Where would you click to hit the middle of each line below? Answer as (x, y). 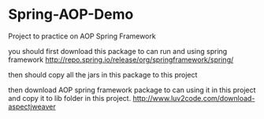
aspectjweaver (32, 106)
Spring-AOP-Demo (71, 14)
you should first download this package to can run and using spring (118, 51)
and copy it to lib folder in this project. (70, 98)
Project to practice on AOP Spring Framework (82, 36)
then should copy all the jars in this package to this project (103, 74)
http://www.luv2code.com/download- (194, 98)
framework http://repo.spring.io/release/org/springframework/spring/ (121, 59)
